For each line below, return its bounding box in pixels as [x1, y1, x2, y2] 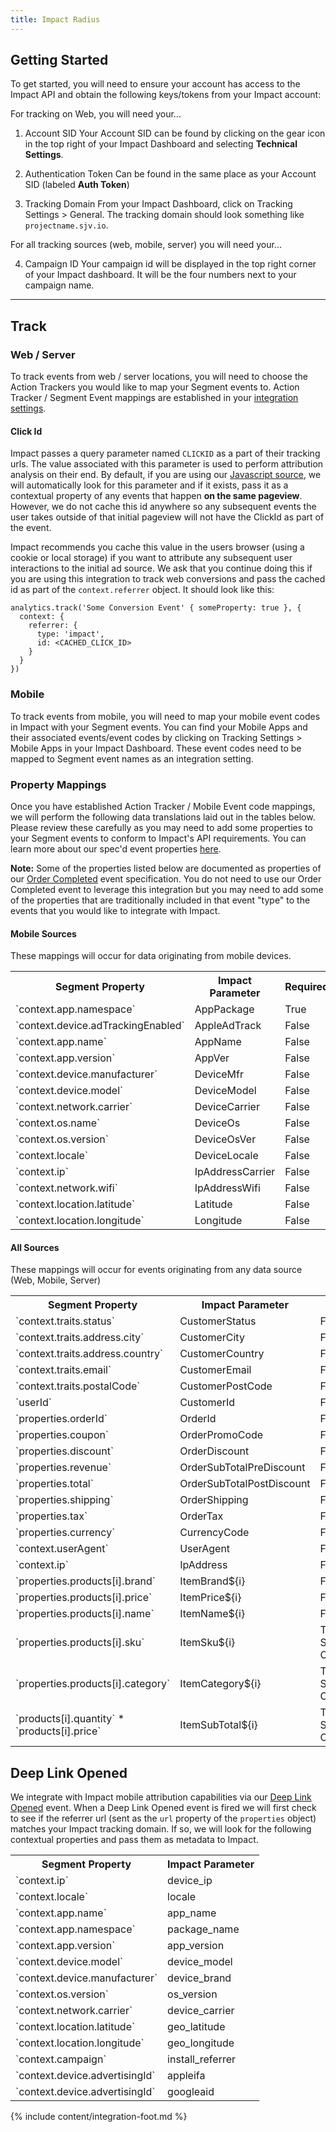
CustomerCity [179, 1331, 245, 1345]
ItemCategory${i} [179, 1677, 262, 1691]
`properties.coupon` [15, 1428, 110, 1442]
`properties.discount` [15, 1444, 115, 1458]
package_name [167, 1922, 240, 1936]
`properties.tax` [15, 1509, 88, 1523]
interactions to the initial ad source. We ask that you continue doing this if [10, 562, 313, 575]
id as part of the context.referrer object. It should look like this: [10, 584, 275, 596]
